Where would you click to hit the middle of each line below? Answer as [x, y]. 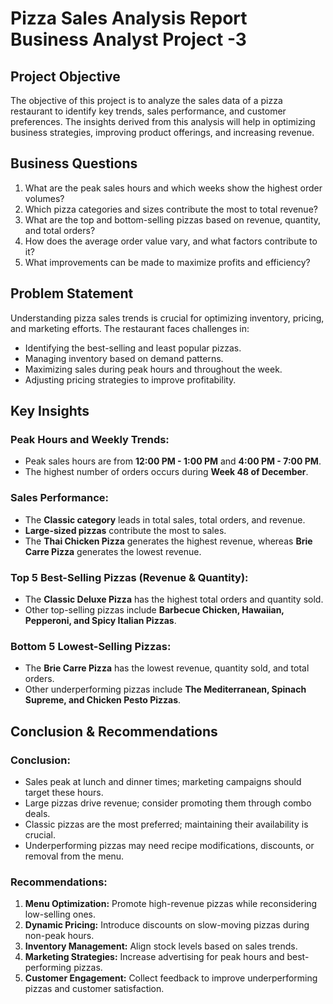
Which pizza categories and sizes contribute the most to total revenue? [171, 209]
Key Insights [50, 411]
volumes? [44, 198]
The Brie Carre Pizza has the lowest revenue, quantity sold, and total [167, 668]
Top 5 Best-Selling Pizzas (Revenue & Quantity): [129, 577]
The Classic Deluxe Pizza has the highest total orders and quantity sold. [174, 599]
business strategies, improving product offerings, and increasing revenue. [162, 132]
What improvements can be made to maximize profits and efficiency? [167, 262]
